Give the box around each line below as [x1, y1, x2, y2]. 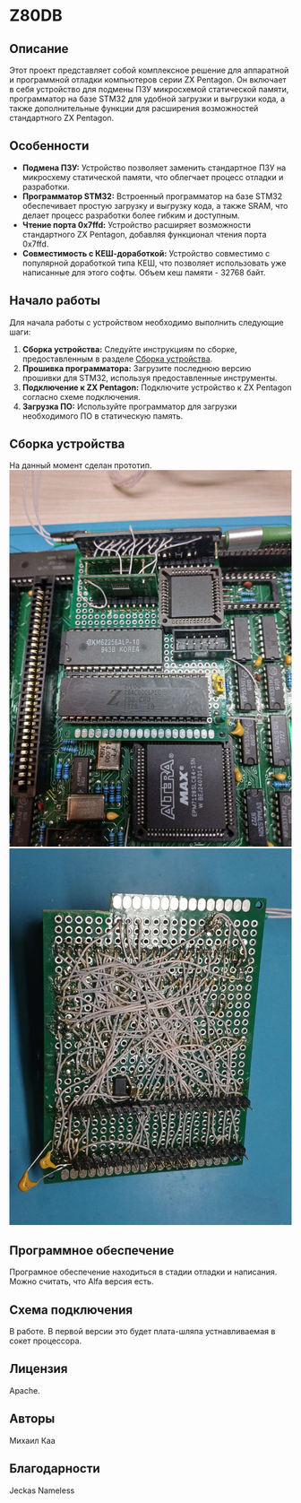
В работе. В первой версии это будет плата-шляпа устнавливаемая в [9, 1326, 276, 1337]
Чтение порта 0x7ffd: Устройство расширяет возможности [21, 219, 251, 230]
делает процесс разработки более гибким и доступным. [21, 210, 240, 221]
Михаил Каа [9, 1435, 56, 1446]
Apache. [9, 1385, 40, 1395]
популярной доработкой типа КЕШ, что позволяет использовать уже [21, 257, 287, 268]
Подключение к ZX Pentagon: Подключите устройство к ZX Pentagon [21, 382, 292, 393]
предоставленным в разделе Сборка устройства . [21, 353, 213, 364]
